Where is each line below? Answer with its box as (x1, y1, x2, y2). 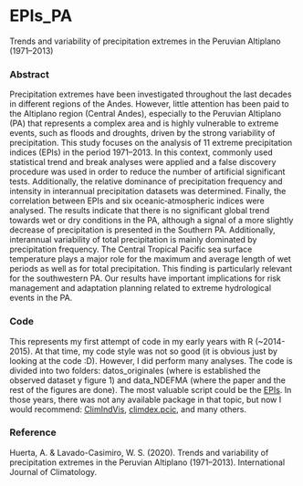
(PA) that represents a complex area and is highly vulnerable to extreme (9, 118, 279, 129)
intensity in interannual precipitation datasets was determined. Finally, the (9, 186, 287, 197)
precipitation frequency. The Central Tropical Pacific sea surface (9, 243, 253, 255)
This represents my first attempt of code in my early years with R (9, 336, 254, 346)
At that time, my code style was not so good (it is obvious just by (35, 346, 278, 357)
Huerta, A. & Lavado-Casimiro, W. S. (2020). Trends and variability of (9, 447, 269, 458)
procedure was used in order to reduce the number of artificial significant (9, 166, 286, 178)
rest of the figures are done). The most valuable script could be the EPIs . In (9, 384, 292, 395)
